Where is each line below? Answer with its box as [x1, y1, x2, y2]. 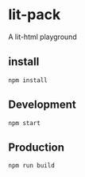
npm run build [8, 162, 56, 170]
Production [8, 140, 65, 154]
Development [8, 98, 77, 112]
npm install [8, 76, 48, 85]
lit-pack [8, 6, 61, 24]
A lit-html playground [8, 32, 77, 41]
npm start [8, 119, 41, 127]
